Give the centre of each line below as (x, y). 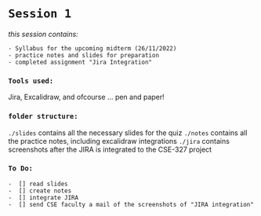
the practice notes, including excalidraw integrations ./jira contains (119, 141)
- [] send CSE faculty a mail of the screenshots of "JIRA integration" (131, 204)
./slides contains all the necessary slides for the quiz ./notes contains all (128, 133)
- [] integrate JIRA (43, 198)
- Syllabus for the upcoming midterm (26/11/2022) (92, 48)
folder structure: (43, 117)
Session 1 (40, 14)
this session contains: (43, 34)
